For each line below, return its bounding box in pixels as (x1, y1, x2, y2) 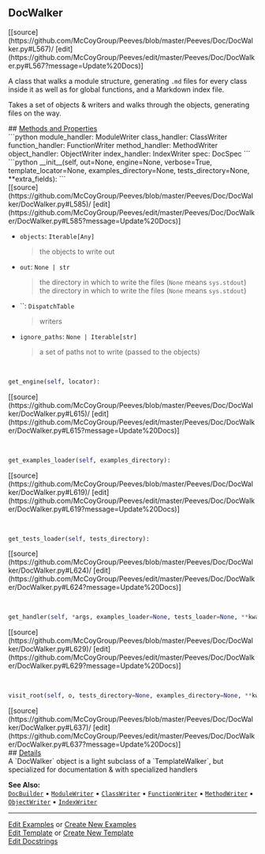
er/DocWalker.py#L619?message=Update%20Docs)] (8, 504, 180, 513)
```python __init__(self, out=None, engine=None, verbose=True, (8, 157, 213, 167)
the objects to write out (39, 247, 115, 256)
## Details (8, 748, 42, 758)
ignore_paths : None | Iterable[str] (19, 331, 137, 341)
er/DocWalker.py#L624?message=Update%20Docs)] (8, 583, 181, 592)
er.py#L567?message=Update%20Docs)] (8, 61, 144, 70)
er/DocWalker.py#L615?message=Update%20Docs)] (8, 425, 180, 435)
